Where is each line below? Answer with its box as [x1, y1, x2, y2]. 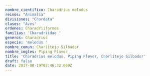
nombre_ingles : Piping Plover [5, 49, 68, 54]
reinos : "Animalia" [5, 12, 46, 17]
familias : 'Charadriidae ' [5, 30, 61, 35]
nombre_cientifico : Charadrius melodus [5, 7, 88, 12]
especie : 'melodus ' [5, 40, 48, 45]
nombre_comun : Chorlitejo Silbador [5, 44, 79, 49]
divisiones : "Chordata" [5, 16, 55, 21]
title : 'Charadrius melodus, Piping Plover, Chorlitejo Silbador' [5, 53, 146, 59]
